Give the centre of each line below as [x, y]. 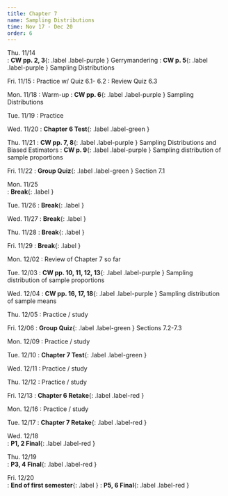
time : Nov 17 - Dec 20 [40, 26]
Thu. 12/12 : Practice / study [47, 382]
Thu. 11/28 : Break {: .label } [46, 232]
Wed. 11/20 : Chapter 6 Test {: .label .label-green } [79, 129]
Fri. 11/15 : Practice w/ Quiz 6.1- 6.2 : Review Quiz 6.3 [82, 82]
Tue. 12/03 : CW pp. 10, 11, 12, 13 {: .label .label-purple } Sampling [100, 273]
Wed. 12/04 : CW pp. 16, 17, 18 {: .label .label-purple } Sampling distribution [114, 294]
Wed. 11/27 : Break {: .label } [47, 219]
